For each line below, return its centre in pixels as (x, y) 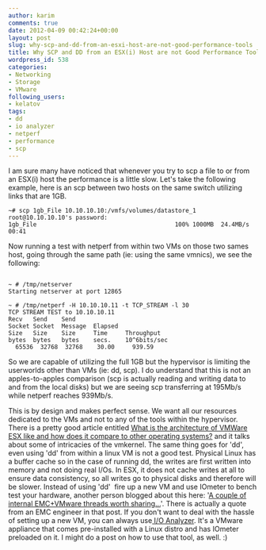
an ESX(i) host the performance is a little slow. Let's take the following (122, 179)
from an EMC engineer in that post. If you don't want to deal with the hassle (131, 512)
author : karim (32, 15)
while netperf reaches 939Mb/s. (61, 396)
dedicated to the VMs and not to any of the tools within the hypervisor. (123, 419)
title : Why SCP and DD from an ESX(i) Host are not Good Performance (125, 52)
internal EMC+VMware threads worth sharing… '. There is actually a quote (127, 504)
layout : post (30, 38)
